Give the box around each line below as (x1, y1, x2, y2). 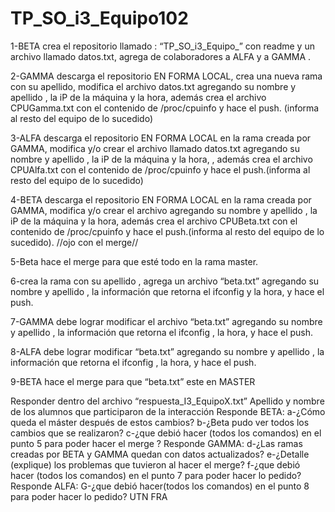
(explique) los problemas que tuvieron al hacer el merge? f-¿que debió (10, 458, 301, 471)
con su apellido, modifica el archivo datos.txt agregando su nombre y (10, 80, 297, 92)
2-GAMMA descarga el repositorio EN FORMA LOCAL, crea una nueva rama (10, 70, 323, 82)
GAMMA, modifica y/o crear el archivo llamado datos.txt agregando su (10, 142, 300, 154)
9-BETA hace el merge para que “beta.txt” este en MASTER (10, 375, 256, 387)
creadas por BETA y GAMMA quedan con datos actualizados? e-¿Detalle (10, 448, 310, 460)
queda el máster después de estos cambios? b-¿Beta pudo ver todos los (10, 416, 310, 428)
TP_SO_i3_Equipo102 (10, 7, 189, 30)
